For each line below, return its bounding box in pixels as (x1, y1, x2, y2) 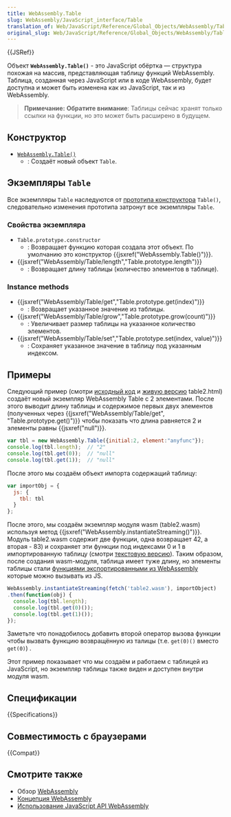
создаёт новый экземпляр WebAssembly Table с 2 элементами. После (7, 394, 214, 403)
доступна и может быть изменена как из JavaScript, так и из (7, 83, 186, 92)
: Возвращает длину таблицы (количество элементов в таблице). (27, 265, 219, 273)
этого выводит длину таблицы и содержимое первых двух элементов (7, 402, 213, 410)
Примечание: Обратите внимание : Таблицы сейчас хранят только (23, 104, 223, 112)
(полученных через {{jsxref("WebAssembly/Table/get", (7, 410, 165, 418)
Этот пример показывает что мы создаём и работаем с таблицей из (7, 658, 208, 666)
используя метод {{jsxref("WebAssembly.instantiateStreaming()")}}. (7, 528, 202, 536)
